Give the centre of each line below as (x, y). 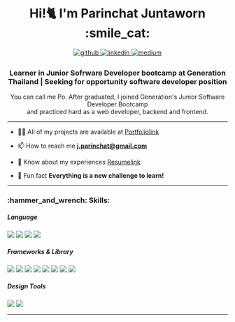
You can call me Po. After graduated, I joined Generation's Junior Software (117, 97)
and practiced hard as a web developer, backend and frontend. (117, 112)
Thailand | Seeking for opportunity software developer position (117, 81)
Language (22, 217)
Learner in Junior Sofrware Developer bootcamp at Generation (117, 73)
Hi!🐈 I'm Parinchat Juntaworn (117, 14)
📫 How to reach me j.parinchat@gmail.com (82, 146)
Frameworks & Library (40, 251)
